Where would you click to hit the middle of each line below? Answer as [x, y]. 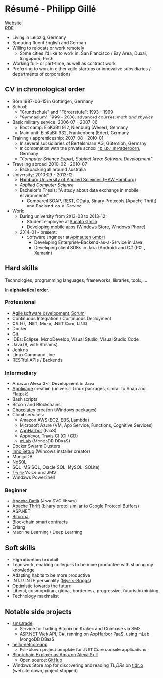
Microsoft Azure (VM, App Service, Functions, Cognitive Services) [86, 425]
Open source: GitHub [41, 660]
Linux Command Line [34, 354]
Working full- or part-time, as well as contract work [64, 63]
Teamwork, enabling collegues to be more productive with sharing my [82, 565]
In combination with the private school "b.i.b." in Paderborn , [80, 148]
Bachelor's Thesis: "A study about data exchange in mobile [79, 190]
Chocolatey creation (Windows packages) [54, 410]
